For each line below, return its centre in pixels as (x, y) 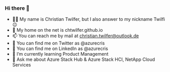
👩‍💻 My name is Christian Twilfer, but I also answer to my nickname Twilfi (88, 19)
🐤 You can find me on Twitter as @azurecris (58, 43)
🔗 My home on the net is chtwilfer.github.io (57, 30)
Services (22, 65)
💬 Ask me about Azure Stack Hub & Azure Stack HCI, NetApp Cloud (83, 59)
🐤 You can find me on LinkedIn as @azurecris (60, 49)
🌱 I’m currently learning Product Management (60, 54)
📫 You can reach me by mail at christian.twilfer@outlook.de (76, 36)
